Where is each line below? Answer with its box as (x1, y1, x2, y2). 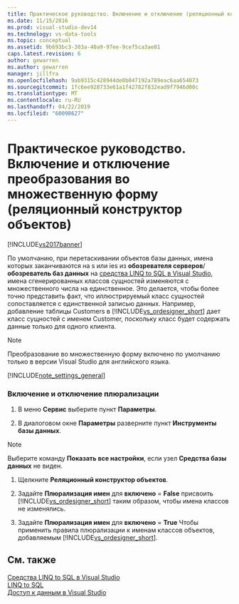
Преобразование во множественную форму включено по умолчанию (7, 349, 221, 358)
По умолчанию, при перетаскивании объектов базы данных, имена (7, 254, 213, 262)
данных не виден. (7, 461, 63, 470)
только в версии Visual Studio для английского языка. (7, 357, 171, 366)
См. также (7, 554, 57, 566)
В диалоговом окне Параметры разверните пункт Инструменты (17, 419, 217, 427)
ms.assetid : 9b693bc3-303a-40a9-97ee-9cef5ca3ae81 (7, 43, 161, 51)
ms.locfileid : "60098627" (7, 110, 84, 117)
